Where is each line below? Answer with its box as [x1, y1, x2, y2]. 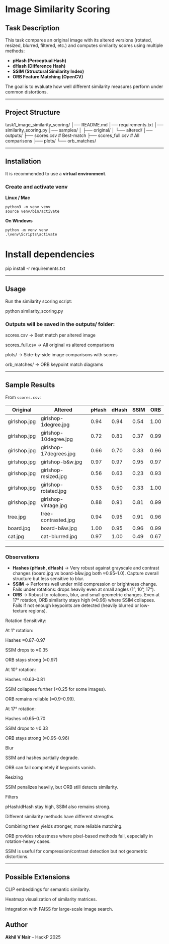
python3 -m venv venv [5, 204, 51, 209]
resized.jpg [40, 473, 67, 480]
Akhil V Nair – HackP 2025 [5, 934, 61, 940]
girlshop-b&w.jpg [40, 458, 82, 465]
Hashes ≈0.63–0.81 [5, 676, 45, 683]
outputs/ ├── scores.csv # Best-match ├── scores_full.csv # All [5, 132, 140, 138]
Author [5, 921, 28, 929]
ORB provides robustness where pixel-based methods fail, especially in [5, 833, 153, 839]
